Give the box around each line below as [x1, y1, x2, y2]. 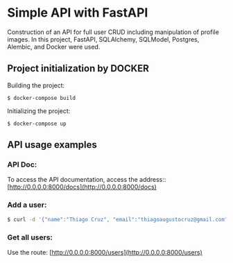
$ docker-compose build [7, 94, 76, 101]
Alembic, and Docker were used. [7, 42, 101, 51]
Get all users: [7, 232, 53, 242]
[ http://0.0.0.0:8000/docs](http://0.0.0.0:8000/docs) [7, 183, 157, 192]
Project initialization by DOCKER [7, 62, 149, 74]
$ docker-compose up [7, 120, 67, 127]
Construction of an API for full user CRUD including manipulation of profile [7, 28, 220, 36]
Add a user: [7, 200, 47, 210]
